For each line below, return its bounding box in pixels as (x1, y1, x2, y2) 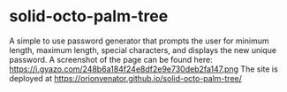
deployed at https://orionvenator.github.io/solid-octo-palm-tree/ (9, 73, 243, 83)
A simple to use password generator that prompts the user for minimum (9, 35, 269, 46)
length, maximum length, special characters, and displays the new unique (9, 44, 276, 55)
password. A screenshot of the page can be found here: (9, 54, 214, 65)
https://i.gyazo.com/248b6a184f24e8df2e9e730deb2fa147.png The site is (9, 64, 278, 74)
